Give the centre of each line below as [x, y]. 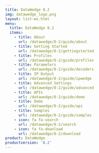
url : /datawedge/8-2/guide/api [50, 106]
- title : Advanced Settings [43, 83]
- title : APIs [28, 92]
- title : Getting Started [41, 46]
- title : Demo [28, 102]
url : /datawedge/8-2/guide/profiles [56, 60]
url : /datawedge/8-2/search [47, 124]
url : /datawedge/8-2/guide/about [53, 42]
